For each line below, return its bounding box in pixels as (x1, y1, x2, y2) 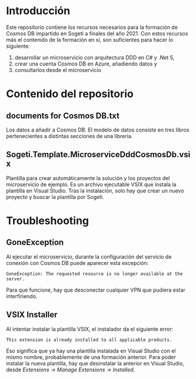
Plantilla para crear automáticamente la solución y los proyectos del (6, 174, 170, 181)
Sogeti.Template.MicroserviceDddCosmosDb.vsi (6, 149, 191, 160)
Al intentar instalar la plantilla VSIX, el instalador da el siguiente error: (6, 325, 174, 332)
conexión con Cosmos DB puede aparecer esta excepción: (6, 259, 149, 266)
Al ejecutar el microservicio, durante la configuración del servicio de (6, 253, 172, 260)
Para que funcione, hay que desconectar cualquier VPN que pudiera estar (6, 286, 185, 293)
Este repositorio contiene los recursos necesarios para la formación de (6, 24, 178, 31)
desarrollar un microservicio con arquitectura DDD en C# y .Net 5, (14, 54, 175, 61)
